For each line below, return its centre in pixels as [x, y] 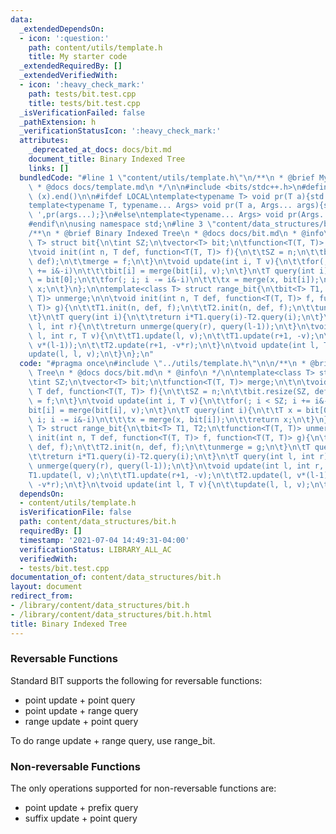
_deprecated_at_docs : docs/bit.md [100, 150]
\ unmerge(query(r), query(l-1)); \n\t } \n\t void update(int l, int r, [176, 466]
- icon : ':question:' [64, 38]
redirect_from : [42, 596]
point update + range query [81, 710]
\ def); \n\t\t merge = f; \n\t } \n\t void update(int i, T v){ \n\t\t [167, 261]
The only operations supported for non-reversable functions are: [143, 788]
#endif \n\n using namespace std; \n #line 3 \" [122, 224]
